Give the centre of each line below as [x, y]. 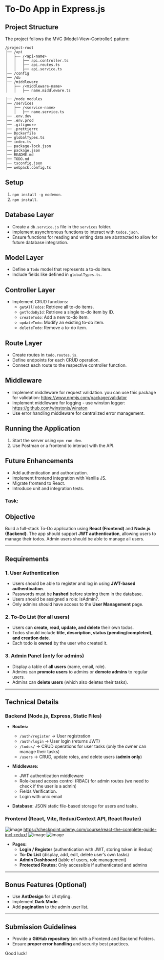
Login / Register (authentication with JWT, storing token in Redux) [86, 849]
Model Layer [24, 258]
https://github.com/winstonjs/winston [50, 408]
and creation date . [31, 638]
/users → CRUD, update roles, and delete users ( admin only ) [81, 757]
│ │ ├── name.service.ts [35, 112]
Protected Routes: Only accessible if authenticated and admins [83, 865]
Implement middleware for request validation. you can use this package [84, 392]
